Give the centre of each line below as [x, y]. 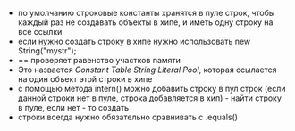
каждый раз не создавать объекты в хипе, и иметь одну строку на [145, 22]
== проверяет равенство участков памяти [99, 60]
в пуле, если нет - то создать [73, 107]
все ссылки [40, 32]
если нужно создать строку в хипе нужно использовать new [134, 41]
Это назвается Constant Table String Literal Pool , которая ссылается [147, 70]
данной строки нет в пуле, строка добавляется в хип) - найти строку [149, 98]
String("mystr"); [47, 51]
